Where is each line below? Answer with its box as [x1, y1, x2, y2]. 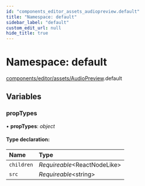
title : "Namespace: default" [6, 14, 77, 20]
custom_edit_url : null [6, 25, 61, 31]
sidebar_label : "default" [6, 19, 69, 25]
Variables [6, 92, 42, 102]
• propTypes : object [6, 122, 56, 129]
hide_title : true [6, 30, 49, 36]
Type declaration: [6, 136, 50, 143]
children [9, 161, 33, 168]
